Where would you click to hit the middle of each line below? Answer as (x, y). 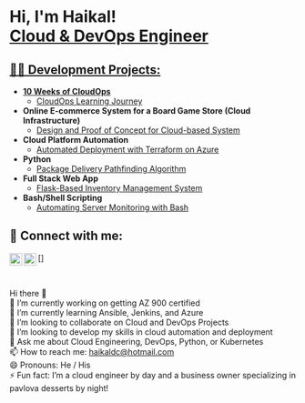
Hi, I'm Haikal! (63, 17)
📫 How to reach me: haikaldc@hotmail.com (92, 351)
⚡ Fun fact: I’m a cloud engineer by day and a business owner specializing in (152, 375)
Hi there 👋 (28, 293)
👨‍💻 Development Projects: (85, 70)
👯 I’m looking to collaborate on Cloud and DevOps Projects (119, 322)
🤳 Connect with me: (66, 236)
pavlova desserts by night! (59, 388)
